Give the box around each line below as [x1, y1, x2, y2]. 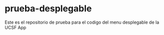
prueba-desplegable [4, 3, 92, 14]
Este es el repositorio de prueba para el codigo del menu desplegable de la [4, 19, 159, 25]
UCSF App [4, 24, 26, 30]
